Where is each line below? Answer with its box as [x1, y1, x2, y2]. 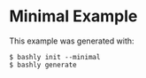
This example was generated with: [9, 35, 134, 46]
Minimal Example [9, 6, 138, 27]
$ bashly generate [9, 60, 77, 69]
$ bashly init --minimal [9, 52, 101, 61]
